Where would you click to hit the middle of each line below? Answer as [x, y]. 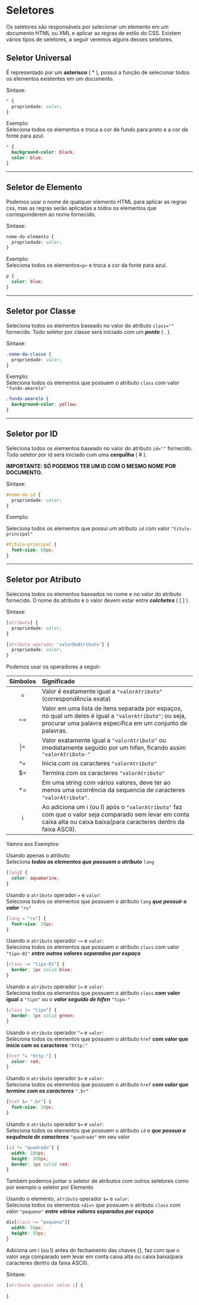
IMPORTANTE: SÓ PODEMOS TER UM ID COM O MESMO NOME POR [91, 466]
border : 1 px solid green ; [44, 1016]
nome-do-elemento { [30, 237]
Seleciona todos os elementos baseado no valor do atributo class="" [90, 325]
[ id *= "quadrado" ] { [33, 1148]
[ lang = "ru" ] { [26, 918]
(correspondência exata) [76, 699]
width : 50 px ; [28, 1228]
